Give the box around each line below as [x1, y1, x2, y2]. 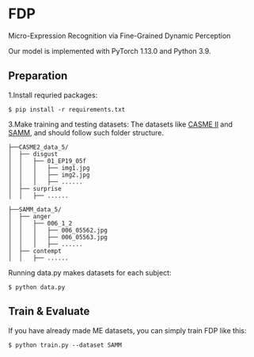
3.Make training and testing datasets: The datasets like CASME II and [8, 120, 233, 129]
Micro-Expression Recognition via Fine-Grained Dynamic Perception [8, 31, 231, 40]
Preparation [8, 69, 68, 83]
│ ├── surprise [8, 184, 62, 192]
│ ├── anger [8, 212, 51, 220]
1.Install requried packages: [8, 90, 98, 100]
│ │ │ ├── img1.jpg [8, 164, 90, 172]
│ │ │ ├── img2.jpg [8, 171, 90, 179]
